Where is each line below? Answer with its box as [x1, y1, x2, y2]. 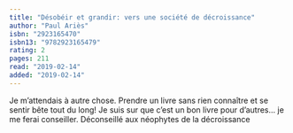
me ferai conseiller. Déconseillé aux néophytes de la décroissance [9, 113, 251, 124]
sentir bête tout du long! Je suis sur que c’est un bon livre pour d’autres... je [9, 104, 285, 115]
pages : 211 [9, 54, 50, 63]
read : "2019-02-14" [9, 63, 81, 72]
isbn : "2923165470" [9, 29, 81, 38]
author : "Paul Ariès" [9, 21, 89, 30]
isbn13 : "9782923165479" [9, 37, 101, 47]
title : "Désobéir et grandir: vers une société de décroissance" [9, 12, 255, 22]
